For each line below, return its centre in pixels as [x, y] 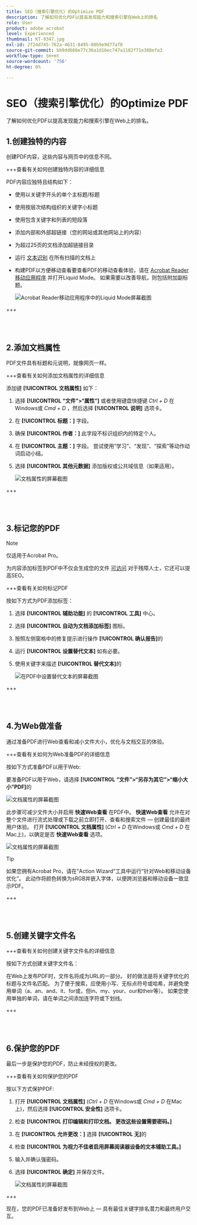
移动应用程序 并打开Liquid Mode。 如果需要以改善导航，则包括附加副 [99, 278]
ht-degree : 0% [24, 67]
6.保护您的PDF [33, 1048]
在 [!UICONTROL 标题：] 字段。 [53, 421]
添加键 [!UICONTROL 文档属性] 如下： [52, 388]
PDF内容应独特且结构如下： [40, 182]
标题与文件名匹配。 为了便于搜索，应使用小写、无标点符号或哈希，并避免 [95, 983]
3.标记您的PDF [33, 529]
